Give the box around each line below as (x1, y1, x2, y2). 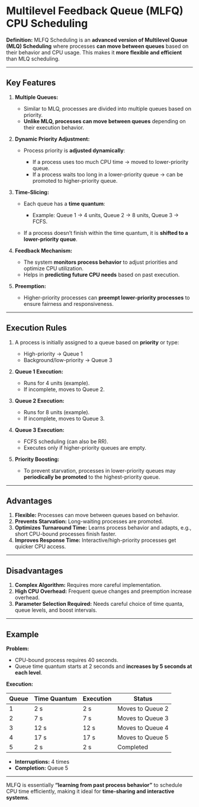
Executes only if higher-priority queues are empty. (23, 444, 147, 451)
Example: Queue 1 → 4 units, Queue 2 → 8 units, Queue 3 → (32, 211, 179, 218)
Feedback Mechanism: (14, 247, 73, 254)
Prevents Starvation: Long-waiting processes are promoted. (14, 518, 163, 525)
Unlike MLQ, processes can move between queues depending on (23, 117, 186, 125)
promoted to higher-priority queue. (32, 177, 118, 184)
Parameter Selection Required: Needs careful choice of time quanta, (14, 601, 184, 608)
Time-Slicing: (14, 188, 49, 196)
